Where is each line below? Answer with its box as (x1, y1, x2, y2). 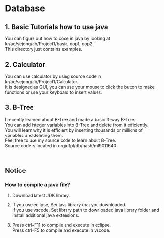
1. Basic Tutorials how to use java (5, 23, 108, 31)
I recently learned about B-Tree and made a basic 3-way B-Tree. (5, 116, 136, 122)
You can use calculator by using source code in (5, 73, 101, 79)
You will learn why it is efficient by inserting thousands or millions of (5, 127, 143, 133)
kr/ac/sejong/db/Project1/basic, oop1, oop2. (5, 41, 94, 47)
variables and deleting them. (5, 132, 63, 138)
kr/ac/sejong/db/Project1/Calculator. (5, 78, 79, 84)
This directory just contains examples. (5, 46, 83, 52)
